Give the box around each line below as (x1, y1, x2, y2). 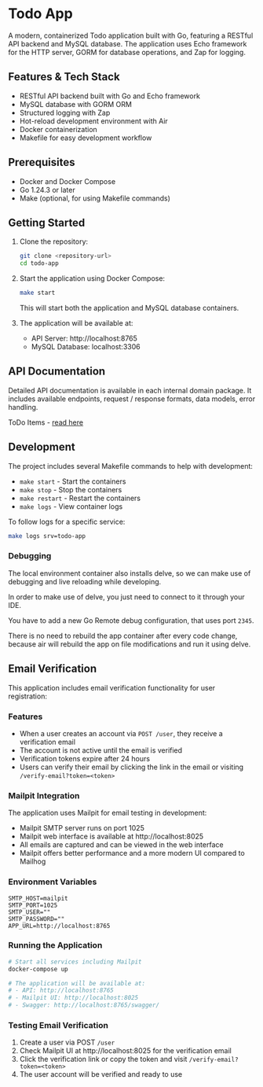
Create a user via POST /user (19, 1037, 115, 1047)
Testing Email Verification (8, 1019, 108, 1030)
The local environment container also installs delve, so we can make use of (8, 568, 251, 578)
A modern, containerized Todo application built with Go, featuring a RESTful (8, 31, 254, 40)
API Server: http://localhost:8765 (31, 333, 137, 343)
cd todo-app (19, 260, 59, 267)
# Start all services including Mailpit (8, 957, 143, 966)
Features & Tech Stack (8, 70, 120, 83)
